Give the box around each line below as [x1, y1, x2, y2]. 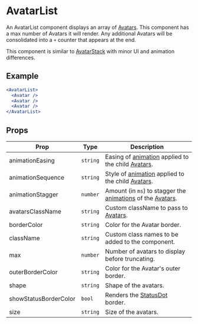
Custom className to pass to [105, 203, 188, 212]
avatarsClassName [9, 207, 62, 215]
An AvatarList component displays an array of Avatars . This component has [6, 24, 190, 31]
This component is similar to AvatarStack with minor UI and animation [6, 47, 175, 54]
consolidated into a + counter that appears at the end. [6, 36, 137, 43]
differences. [6, 54, 35, 61]
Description [130, 142, 164, 151]
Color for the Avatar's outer [105, 264, 181, 273]
